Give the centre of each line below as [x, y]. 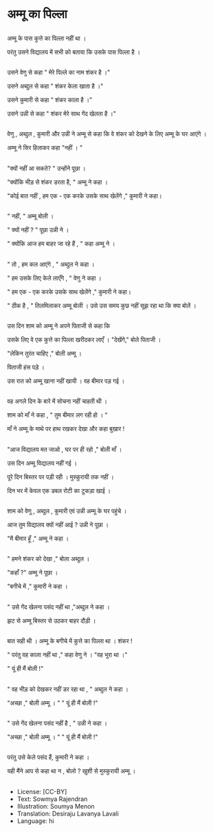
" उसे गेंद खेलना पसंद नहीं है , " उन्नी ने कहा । [57, 723]
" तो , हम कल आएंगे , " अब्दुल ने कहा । [51, 264]
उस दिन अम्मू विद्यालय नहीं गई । [42, 463]
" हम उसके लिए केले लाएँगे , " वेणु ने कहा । [54, 278]
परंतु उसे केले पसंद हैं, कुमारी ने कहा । [48, 758]
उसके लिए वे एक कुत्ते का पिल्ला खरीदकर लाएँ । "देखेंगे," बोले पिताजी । [84, 340]
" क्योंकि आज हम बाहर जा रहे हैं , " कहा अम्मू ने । [61, 244]
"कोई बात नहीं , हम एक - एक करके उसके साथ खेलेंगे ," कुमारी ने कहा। [85, 196]
